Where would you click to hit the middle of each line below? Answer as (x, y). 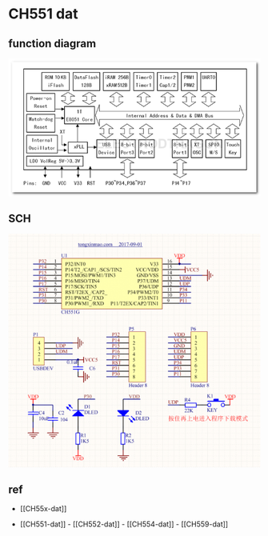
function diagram (52, 44)
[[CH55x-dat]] (43, 509)
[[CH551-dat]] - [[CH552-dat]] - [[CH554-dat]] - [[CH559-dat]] (124, 524)
